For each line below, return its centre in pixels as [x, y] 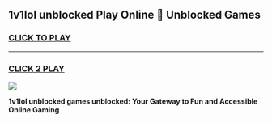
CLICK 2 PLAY [36, 68]
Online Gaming [34, 109]
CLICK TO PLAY [40, 38]
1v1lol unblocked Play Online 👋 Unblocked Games [135, 15]
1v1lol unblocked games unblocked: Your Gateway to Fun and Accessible [133, 101]
